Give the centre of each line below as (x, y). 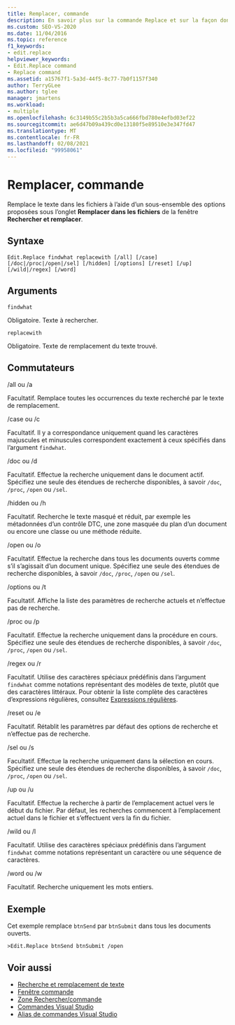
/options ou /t (27, 587)
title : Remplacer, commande (48, 14)
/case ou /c (24, 419)
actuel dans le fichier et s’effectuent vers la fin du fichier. (89, 818)
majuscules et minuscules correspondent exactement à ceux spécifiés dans (116, 440)
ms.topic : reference (37, 40)
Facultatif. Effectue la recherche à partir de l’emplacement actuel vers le (111, 803)
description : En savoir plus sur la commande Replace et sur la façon (112, 20)
